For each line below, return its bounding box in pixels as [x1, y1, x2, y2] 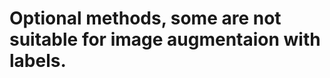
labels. [9, 50, 67, 72]
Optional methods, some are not [9, 7, 282, 30]
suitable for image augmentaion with [9, 28, 321, 51]
